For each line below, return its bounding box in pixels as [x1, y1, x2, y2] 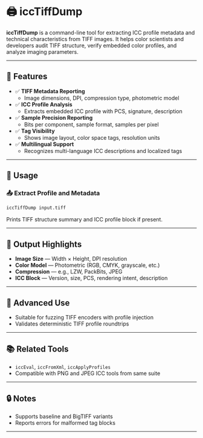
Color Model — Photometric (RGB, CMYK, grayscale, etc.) [14, 261, 160, 269]
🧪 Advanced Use [6, 298, 70, 308]
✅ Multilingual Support [14, 140, 74, 148]
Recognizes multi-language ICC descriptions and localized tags [24, 147, 182, 154]
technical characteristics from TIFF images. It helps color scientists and [6, 35, 184, 42]
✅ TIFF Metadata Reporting [14, 87, 86, 94]
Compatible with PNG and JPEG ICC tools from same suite [14, 370, 161, 377]
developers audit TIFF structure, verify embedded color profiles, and [6, 42, 177, 49]
